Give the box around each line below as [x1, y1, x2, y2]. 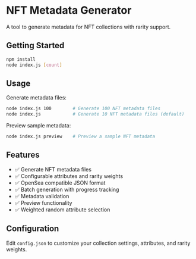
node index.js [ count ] [6, 62, 62, 68]
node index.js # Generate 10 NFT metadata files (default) [6, 111, 185, 117]
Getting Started [6, 40, 65, 51]
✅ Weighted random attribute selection [14, 206, 110, 213]
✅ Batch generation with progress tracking [14, 186, 119, 193]
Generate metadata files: [6, 94, 67, 101]
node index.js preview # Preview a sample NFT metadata [6, 133, 156, 140]
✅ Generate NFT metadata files [14, 166, 92, 173]
